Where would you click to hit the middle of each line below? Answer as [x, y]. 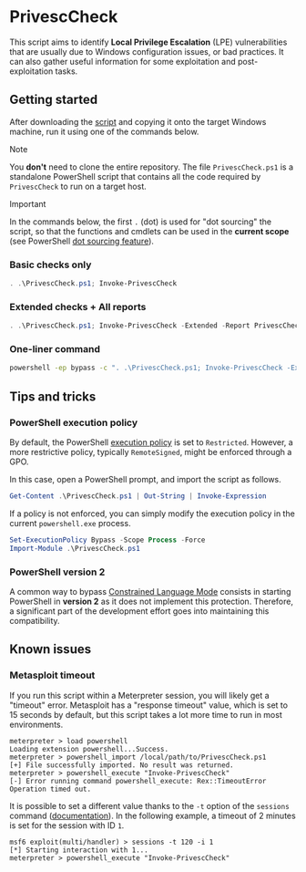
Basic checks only [51, 265]
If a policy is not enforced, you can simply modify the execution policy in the [153, 514]
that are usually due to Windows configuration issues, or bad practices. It [147, 51]
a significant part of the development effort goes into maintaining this [139, 611]
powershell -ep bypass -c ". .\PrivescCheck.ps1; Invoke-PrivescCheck [146, 368]
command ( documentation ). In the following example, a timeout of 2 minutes [153, 815]
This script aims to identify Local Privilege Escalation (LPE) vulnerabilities [148, 42]
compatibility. [35, 620]
